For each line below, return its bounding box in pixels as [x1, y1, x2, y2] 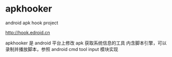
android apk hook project [5, 20, 58, 26]
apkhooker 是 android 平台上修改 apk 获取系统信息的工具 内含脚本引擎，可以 [5, 40, 167, 46]
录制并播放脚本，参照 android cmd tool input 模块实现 [5, 46, 119, 52]
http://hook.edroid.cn [5, 29, 50, 35]
